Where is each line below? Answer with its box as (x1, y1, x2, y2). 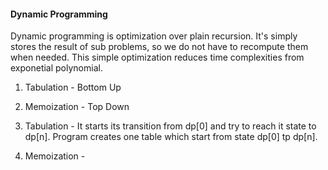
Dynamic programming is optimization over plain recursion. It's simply (10, 30, 298, 42)
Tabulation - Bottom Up (24, 81, 122, 94)
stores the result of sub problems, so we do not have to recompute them (10, 41, 309, 53)
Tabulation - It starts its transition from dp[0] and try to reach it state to (24, 120, 317, 132)
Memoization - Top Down (24, 101, 130, 113)
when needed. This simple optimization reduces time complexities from (10, 51, 305, 64)
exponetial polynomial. (10, 62, 103, 74)
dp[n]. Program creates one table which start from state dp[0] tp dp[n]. (24, 131, 318, 143)
